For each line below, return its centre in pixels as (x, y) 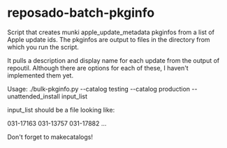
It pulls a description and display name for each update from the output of (113, 60)
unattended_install (34, 96)
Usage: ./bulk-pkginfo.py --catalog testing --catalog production (99, 89)
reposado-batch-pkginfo (81, 13)
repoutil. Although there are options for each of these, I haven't (98, 68)
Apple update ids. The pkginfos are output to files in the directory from (109, 39)
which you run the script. (43, 47)
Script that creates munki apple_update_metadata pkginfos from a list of (111, 32)
